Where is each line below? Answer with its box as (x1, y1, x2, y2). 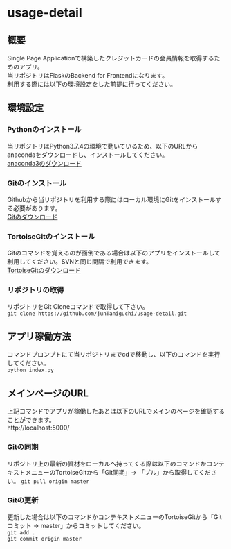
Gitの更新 (7, 496, 39, 505)
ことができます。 (7, 416, 55, 424)
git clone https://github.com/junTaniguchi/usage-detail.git (7, 310, 187, 317)
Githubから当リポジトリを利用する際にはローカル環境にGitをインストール (7, 195, 216, 203)
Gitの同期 (7, 442, 39, 452)
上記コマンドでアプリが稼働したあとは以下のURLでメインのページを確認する (7, 407, 225, 416)
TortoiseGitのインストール (7, 231, 95, 241)
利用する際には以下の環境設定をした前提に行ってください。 (7, 80, 176, 88)
